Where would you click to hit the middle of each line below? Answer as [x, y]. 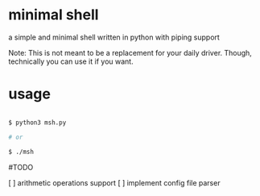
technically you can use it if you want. [71, 61]
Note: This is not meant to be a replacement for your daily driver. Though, [130, 52]
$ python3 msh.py [37, 123]
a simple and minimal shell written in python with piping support [114, 37]
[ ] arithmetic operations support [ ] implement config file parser [114, 182]
